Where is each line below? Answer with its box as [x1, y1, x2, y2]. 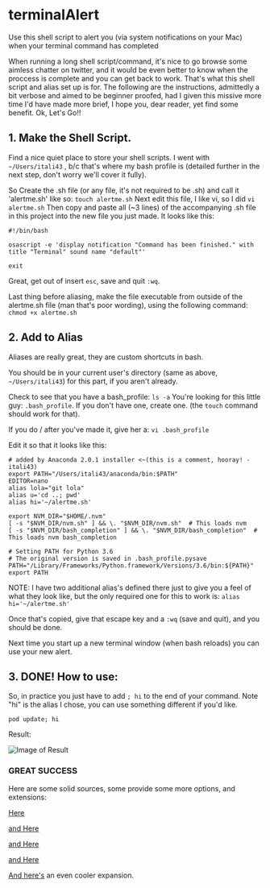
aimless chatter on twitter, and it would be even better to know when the [8, 64, 248, 74]
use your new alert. [8, 646, 73, 656]
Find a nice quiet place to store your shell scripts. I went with [8, 152, 210, 162]
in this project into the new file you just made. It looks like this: [8, 211, 215, 221]
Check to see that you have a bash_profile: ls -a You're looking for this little [8, 392, 261, 401]
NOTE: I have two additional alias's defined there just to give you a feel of [8, 583, 251, 592]
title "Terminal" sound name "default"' [8, 247, 147, 255]
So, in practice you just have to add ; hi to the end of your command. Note [8, 691, 259, 701]
